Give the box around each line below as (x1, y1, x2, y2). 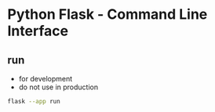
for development (18, 74, 73, 83)
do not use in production (18, 82, 99, 92)
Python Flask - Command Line (7, 5, 208, 23)
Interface (7, 22, 68, 40)
